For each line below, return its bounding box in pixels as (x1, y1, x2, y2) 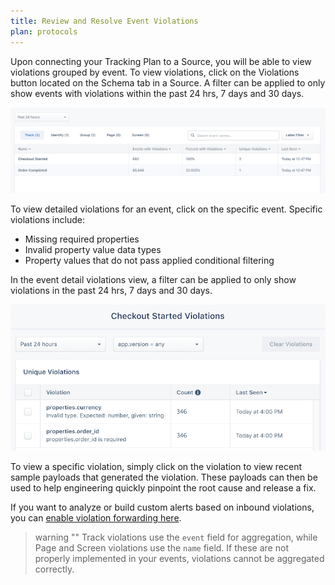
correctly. (34, 563, 75, 575)
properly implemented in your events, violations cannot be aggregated (34, 553, 325, 565)
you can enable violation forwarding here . (10, 512, 182, 524)
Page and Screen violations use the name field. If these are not (34, 542, 289, 554)
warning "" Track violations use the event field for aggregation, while (34, 531, 318, 544)
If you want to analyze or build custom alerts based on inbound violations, (10, 501, 315, 514)
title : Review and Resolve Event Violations (10, 16, 199, 26)
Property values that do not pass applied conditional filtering (24, 254, 275, 266)
